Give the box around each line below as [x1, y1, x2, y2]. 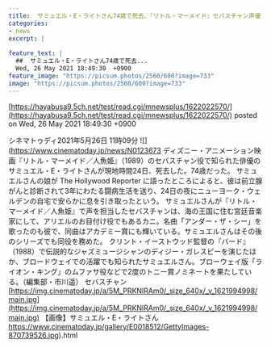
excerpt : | [8, 34, 45, 43]
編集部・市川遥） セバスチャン [25, 276, 127, 287]
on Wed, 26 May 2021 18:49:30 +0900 [8, 119, 137, 128]
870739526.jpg [8, 330, 59, 340]
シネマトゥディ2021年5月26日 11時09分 [8, 135, 139, 145]
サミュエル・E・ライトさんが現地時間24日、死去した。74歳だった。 [8, 166, 235, 175]
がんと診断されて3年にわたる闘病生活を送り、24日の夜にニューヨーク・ [8, 186, 248, 195]
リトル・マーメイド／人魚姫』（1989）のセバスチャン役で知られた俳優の [22, 155, 261, 166]
